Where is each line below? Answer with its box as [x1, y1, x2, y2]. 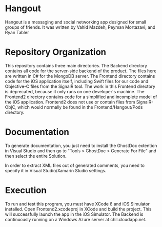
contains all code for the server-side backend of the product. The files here [5, 68, 157, 74]
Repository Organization [5, 47, 106, 58]
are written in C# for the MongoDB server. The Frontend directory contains [5, 73, 155, 79]
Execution [5, 185, 47, 196]
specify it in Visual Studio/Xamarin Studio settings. [5, 167, 106, 173]
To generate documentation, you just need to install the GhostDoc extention [5, 143, 157, 148]
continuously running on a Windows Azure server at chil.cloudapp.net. [5, 216, 147, 222]
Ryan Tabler [5, 29, 29, 35]
